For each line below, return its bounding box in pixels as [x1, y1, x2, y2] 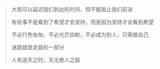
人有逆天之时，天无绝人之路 [11, 57, 81, 63]
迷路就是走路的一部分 [11, 44, 64, 51]
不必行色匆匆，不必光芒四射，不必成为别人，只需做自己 [11, 31, 149, 38]
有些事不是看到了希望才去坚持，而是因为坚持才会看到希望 [11, 18, 154, 26]
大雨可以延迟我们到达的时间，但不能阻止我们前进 [11, 6, 133, 12]
